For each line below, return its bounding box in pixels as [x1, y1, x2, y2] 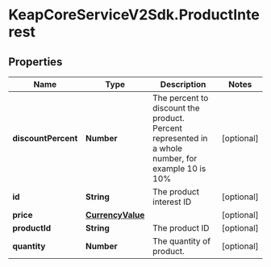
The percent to [152, 93, 209, 103]
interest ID [152, 196, 192, 207]
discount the [152, 102, 200, 114]
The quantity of [152, 236, 211, 247]
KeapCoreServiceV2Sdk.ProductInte [8, 6, 260, 24]
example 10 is [152, 163, 206, 174]
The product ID [152, 223, 210, 233]
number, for [152, 153, 198, 164]
